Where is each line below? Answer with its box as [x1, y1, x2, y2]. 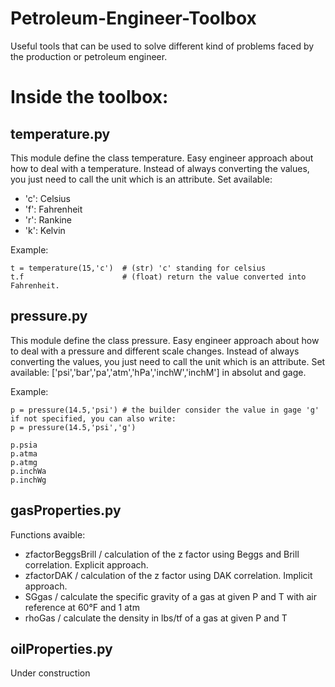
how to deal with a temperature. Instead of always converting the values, [10, 162, 310, 174]
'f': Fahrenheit [24, 203, 83, 215]
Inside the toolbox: [10, 86, 169, 109]
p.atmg [10, 457, 38, 467]
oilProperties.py [10, 640, 113, 657]
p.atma [10, 448, 38, 459]
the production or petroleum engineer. [10, 50, 168, 62]
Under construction [10, 667, 91, 679]
